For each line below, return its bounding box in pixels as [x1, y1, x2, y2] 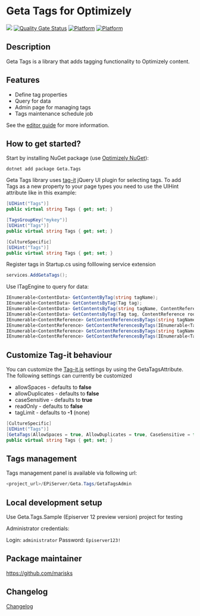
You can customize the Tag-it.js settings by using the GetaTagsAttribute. [6, 366, 183, 373]
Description [6, 42, 51, 52]
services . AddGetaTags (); [6, 273, 68, 278]
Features [6, 75, 40, 85]
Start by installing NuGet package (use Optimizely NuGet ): [6, 154, 149, 162]
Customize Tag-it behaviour [6, 350, 112, 360]
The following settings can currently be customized [6, 372, 132, 379]
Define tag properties [14, 91, 67, 98]
